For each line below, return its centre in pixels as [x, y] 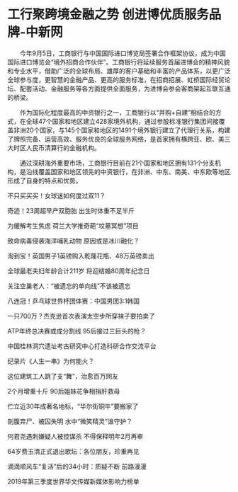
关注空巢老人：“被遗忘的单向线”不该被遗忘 [69, 286]
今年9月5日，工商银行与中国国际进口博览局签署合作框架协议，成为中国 [123, 53]
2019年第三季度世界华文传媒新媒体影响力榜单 [73, 481]
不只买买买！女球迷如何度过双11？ [57, 195]
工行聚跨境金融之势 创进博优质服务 [108, 15]
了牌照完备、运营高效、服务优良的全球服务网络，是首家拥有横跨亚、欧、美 [116, 139]
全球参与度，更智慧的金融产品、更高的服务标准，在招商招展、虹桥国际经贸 [116, 79]
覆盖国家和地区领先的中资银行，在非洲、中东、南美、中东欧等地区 [134, 171]
